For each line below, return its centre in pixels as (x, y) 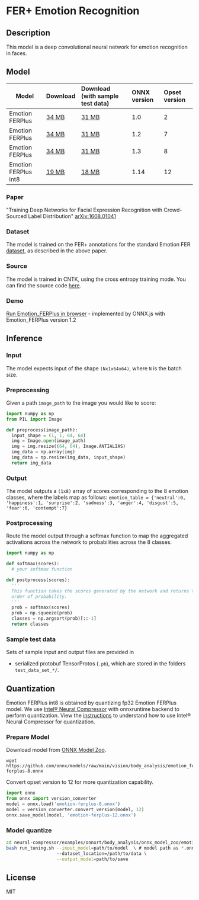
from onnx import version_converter (51, 799)
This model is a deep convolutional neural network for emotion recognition (97, 47)
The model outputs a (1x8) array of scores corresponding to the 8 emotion (97, 491)
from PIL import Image (34, 419)
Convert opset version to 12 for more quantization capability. (80, 782)
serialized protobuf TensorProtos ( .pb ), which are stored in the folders (100, 664)
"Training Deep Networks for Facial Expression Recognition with (84, 210)
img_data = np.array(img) (44, 452)
